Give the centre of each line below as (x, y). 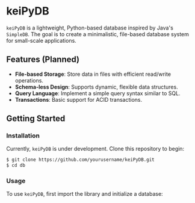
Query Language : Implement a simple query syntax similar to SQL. (97, 93)
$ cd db (16, 166)
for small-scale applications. (41, 40)
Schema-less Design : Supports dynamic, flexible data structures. (97, 87)
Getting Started (36, 119)
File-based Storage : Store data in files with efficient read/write (93, 74)
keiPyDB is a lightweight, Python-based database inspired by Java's (90, 28)
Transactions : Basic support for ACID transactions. (79, 99)
